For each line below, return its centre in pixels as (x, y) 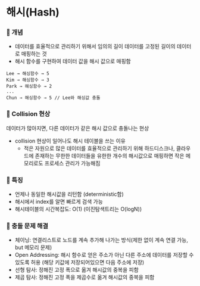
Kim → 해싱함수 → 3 (28, 80)
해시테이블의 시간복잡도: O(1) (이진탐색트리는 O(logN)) (78, 209)
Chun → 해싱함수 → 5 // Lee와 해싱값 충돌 (53, 98)
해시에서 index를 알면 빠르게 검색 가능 (59, 202)
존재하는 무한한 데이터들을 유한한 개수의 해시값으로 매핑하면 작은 (110, 156)
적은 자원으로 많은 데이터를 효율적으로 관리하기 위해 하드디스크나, (99, 148)
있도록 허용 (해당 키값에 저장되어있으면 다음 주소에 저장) (79, 262)
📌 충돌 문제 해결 (27, 226)
